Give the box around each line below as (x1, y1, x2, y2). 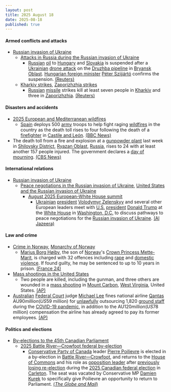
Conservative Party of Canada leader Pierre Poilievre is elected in (28, 348, 166, 355)
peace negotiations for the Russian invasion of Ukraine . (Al (35, 215, 160, 221)
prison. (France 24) (20, 265, 61, 272)
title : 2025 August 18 (5, 12, 54, 17)
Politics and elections (5, 326, 52, 332)
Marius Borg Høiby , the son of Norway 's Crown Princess (20, 249, 140, 255)
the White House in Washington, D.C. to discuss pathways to (35, 210, 164, 216)
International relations (5, 166, 54, 172)
